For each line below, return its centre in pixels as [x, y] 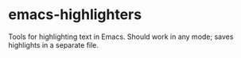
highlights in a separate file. [54, 44]
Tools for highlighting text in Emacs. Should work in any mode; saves [121, 37]
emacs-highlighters [75, 15]
